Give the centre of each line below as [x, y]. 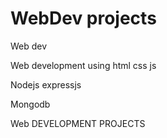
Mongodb [30, 104]
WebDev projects [83, 18]
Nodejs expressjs [46, 84]
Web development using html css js [83, 65]
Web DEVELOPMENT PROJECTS [78, 123]
